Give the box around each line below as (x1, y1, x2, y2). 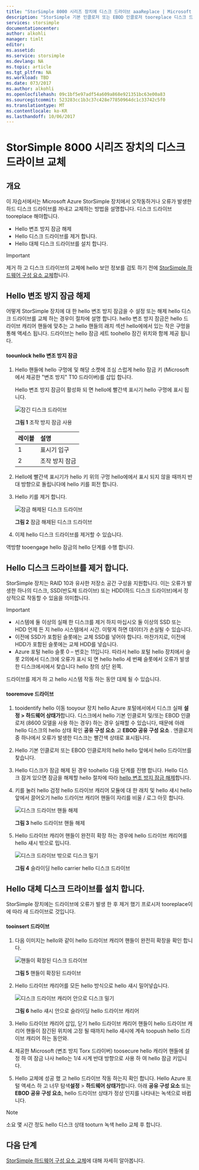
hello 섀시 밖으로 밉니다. (14, 840, 71, 847)
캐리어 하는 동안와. (25, 1035, 69, 1042)
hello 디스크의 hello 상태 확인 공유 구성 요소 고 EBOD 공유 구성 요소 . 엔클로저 (14, 727, 193, 734)
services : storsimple (6, 20, 60, 25)
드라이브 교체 (6, 155, 66, 169)
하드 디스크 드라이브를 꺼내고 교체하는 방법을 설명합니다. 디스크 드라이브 (6, 205, 172, 212)
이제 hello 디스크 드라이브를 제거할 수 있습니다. (14, 531, 123, 538)
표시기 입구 (40, 446, 69, 454)
